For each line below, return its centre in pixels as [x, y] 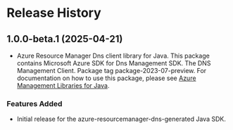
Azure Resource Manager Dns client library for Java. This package [113, 56]
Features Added [34, 103]
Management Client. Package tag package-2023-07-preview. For [112, 71]
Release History [54, 13]
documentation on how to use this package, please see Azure [106, 78]
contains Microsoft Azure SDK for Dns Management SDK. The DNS [114, 63]
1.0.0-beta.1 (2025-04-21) [65, 39]
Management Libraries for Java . [63, 85]
